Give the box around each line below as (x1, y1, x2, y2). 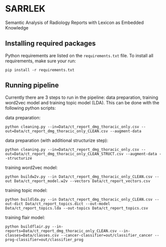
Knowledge (5, 24, 29, 30)
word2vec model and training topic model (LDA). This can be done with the (5, 99, 160, 105)
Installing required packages (5, 39, 96, 48)
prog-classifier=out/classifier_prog (5, 237, 84, 242)
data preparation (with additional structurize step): (5, 137, 109, 143)
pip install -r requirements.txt (5, 67, 75, 72)
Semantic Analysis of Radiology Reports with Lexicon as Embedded (5, 19, 144, 25)
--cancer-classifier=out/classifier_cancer (60, 233, 153, 238)
